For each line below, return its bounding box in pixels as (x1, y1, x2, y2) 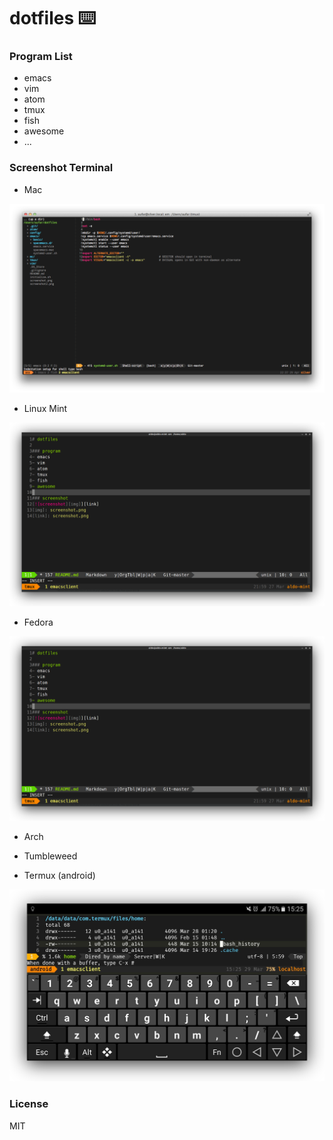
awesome (23, 125, 65, 137)
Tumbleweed (23, 850, 78, 862)
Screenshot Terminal (9, 161, 114, 175)
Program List (9, 50, 73, 64)
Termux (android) (23, 869, 96, 881)
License (9, 1097, 49, 1111)
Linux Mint (23, 402, 68, 414)
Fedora (23, 616, 54, 629)
